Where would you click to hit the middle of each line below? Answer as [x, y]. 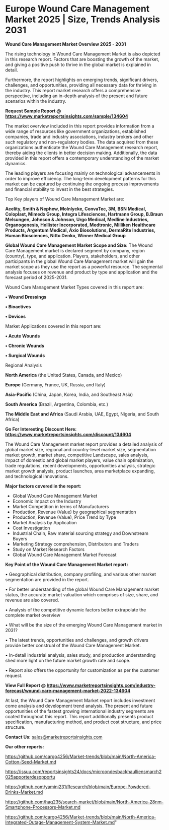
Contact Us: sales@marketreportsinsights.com [54, 737]
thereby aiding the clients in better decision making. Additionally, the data [81, 153]
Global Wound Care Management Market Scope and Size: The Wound [79, 245]
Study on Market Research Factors [48, 549]
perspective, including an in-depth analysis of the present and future [76, 96]
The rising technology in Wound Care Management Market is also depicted [83, 54]
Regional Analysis [24, 365]
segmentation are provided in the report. [47, 579]
